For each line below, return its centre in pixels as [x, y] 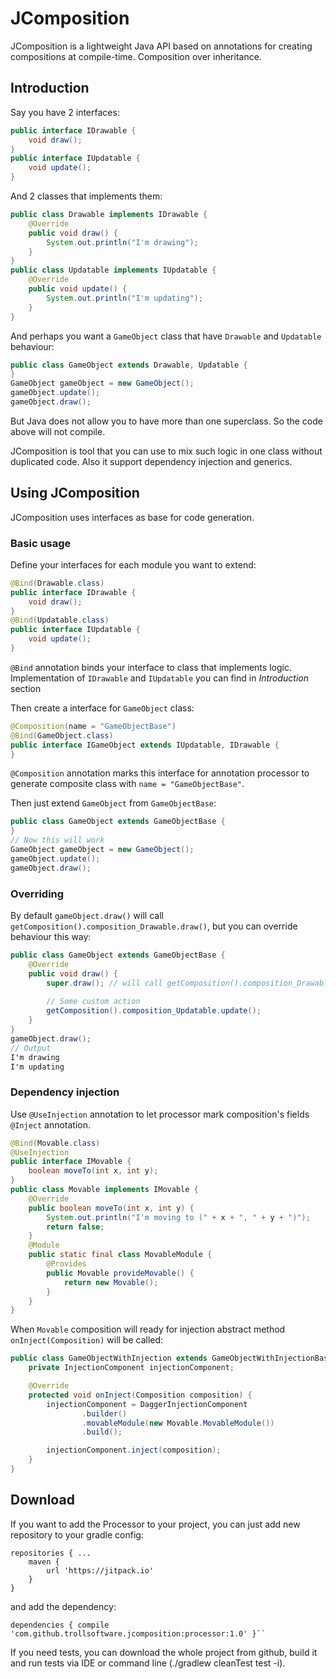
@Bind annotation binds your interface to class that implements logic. [151, 667]
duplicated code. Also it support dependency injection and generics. [151, 461]
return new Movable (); [111, 1282]
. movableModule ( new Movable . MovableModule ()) [178, 1423]
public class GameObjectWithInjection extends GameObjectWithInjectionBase [171, 1358]
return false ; [75, 1227]
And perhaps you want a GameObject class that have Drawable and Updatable [166, 336]
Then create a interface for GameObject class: [102, 708]
